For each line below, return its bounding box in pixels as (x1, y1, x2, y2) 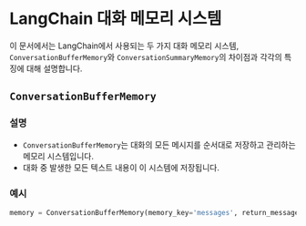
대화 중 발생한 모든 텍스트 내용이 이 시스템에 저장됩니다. (22, 161, 220, 173)
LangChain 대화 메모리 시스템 (9, 8, 222, 29)
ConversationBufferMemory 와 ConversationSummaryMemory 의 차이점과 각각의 (9, 51, 282, 62)
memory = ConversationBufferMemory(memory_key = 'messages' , (9, 208, 239, 217)
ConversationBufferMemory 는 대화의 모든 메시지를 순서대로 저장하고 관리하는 (22, 139, 296, 150)
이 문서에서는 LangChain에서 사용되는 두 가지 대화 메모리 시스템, (9, 40, 240, 51)
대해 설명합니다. (25, 63, 83, 74)
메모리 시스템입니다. (22, 150, 94, 161)
